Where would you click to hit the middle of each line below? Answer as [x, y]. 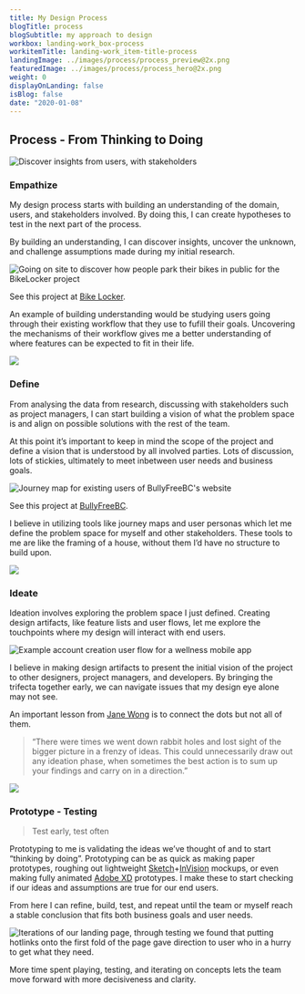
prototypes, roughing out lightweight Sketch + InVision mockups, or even [144, 868]
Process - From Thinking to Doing [107, 139]
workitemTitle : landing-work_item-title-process [103, 52]
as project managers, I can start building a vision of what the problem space [152, 414]
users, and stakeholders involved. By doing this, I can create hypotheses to [150, 214]
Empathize [34, 185]
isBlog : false [36, 94]
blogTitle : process [46, 26]
